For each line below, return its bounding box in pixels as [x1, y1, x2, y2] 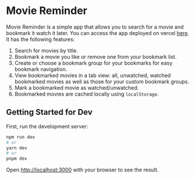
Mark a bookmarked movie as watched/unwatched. [14, 84, 139, 91]
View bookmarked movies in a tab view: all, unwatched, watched [14, 72, 171, 79]
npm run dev [6, 134, 35, 140]
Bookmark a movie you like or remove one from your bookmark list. [14, 53, 177, 60]
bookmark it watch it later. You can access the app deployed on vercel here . [6, 29, 189, 36]
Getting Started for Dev [6, 107, 93, 117]
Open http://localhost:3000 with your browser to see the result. [6, 166, 159, 173]
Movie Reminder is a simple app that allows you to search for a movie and [6, 23, 184, 30]
